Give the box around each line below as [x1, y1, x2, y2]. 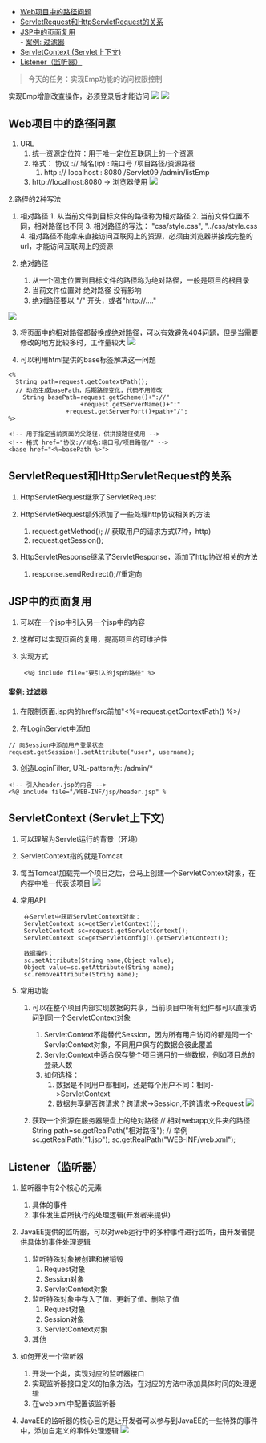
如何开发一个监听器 [19, 1351, 84, 1361]
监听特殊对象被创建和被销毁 [31, 1254, 124, 1264]
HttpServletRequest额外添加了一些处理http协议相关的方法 [19, 509, 211, 519]
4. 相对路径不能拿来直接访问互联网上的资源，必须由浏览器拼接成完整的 [19, 231, 254, 241]
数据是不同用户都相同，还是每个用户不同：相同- [55, 1080, 214, 1090]
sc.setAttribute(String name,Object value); [23, 956, 175, 965]
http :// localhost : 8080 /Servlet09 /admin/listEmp [43, 167, 210, 177]
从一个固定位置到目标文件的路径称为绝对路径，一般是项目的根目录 [31, 275, 250, 285]
